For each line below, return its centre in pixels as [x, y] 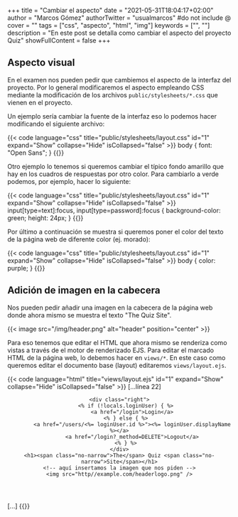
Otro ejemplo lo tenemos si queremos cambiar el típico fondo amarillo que [115, 166]
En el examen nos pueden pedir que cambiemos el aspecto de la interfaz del [119, 80]
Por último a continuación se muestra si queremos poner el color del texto [115, 232]
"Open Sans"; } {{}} [36, 153]
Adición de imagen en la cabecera [84, 290]
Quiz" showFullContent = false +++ [59, 40]
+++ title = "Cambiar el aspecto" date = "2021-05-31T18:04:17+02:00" [110, 10]
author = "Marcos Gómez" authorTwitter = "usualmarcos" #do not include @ [119, 18]
